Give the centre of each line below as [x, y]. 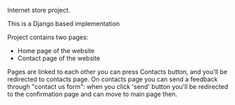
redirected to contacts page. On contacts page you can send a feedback [113, 79]
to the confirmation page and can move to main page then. [93, 94]
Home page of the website [56, 51]
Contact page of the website [59, 58]
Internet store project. [39, 10]
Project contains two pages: [48, 37]
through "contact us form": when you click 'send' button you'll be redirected [118, 86]
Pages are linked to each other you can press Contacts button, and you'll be [117, 72]
